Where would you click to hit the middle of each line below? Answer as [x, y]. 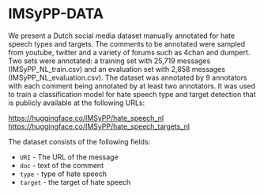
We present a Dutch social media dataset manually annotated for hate [122, 36]
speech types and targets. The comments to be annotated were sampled [127, 43]
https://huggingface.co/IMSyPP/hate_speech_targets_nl [99, 126]
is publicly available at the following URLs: [77, 103]
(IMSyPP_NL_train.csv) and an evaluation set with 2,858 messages [117, 69]
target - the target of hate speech [75, 182]
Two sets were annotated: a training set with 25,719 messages [109, 61]
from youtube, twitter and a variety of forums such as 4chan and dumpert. [129, 52]
